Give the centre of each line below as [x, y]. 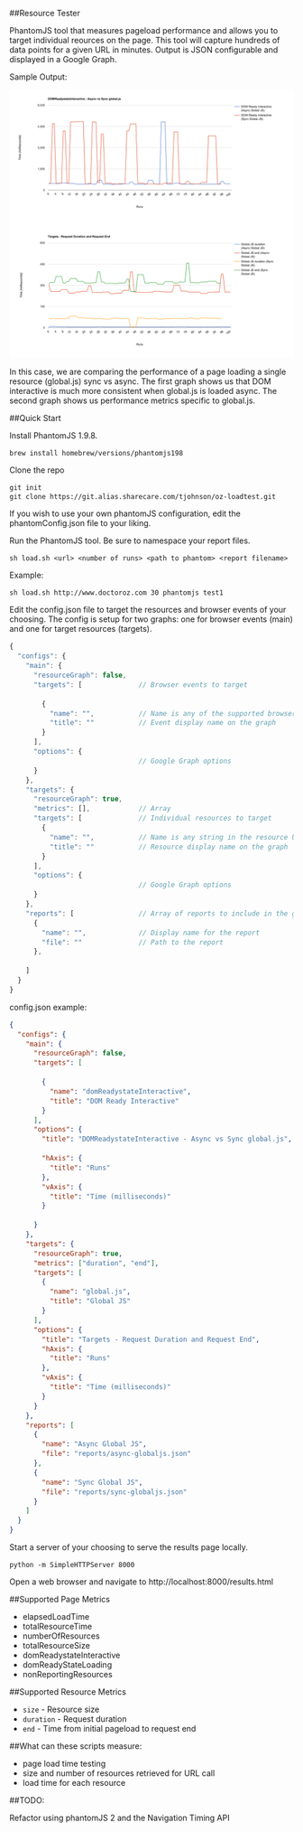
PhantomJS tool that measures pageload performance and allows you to [144, 30]
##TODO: [27, 1800]
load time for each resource [74, 1783]
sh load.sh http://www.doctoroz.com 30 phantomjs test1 [116, 593]
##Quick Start [35, 418]
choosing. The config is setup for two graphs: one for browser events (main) [151, 619]
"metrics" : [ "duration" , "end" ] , [96, 1263]
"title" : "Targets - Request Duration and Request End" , [151, 1339]
